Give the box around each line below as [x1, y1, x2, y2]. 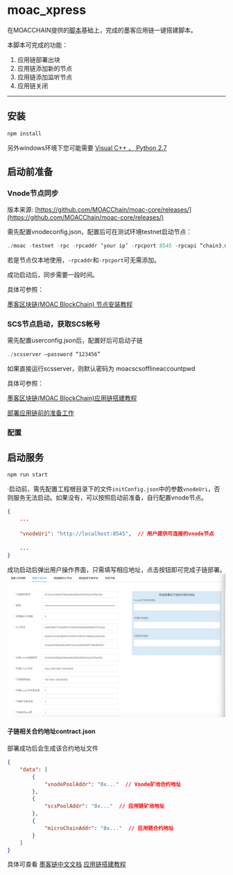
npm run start [7, 471, 49, 478]
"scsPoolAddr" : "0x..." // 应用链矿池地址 [44, 803, 165, 810]
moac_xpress [7, 2, 87, 18]
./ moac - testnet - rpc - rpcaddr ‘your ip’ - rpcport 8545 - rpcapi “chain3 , [7, 243, 225, 250]
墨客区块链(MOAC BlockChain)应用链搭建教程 [7, 394, 137, 402]
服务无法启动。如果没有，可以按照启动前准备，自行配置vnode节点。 [12, 493, 208, 502]
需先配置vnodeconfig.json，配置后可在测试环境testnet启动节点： [7, 228, 193, 236]
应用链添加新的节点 [17, 64, 73, 72]
